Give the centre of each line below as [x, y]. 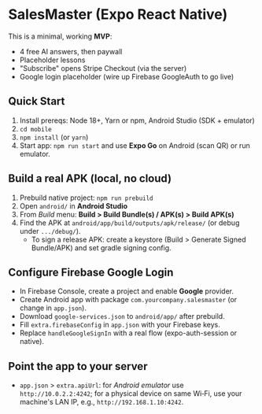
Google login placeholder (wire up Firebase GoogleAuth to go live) [127, 76]
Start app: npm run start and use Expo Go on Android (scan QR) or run [135, 145]
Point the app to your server [78, 366]
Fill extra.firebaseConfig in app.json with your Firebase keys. [120, 325]
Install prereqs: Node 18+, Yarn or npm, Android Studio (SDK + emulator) [137, 120]
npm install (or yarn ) [54, 137]
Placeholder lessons [52, 60]
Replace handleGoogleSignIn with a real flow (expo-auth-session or [128, 333]
